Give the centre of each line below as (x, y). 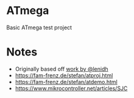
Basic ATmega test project (39, 27)
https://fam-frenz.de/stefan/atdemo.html (66, 82)
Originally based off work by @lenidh (62, 69)
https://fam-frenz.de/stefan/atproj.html (64, 75)
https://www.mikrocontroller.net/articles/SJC (71, 88)
